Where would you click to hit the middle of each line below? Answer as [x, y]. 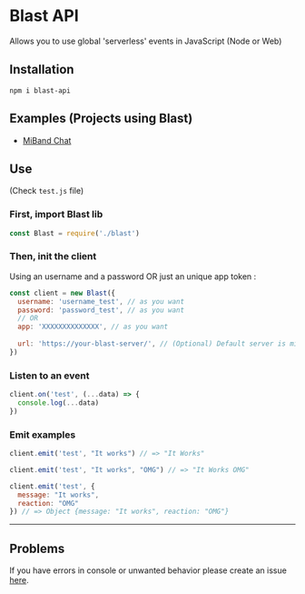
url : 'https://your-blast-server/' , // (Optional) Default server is [152, 344]
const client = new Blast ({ [63, 293]
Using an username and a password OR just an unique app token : [133, 276]
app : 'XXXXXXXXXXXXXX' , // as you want [93, 327]
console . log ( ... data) [59, 403]
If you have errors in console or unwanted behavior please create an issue [148, 570]
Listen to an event [49, 376]
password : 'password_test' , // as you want [101, 310]
